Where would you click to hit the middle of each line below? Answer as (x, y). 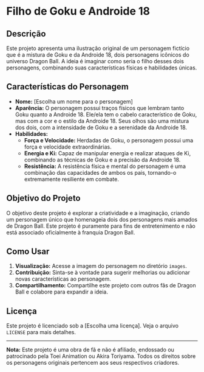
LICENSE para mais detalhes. (41, 332)
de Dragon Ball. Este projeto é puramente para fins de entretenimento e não (101, 226)
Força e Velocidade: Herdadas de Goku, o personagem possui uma (109, 140)
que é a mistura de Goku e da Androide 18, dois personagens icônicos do (98, 55)
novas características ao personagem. (63, 279)
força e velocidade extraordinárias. (68, 147)
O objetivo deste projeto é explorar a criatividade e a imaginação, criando (98, 213)
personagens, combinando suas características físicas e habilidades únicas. (102, 68)
